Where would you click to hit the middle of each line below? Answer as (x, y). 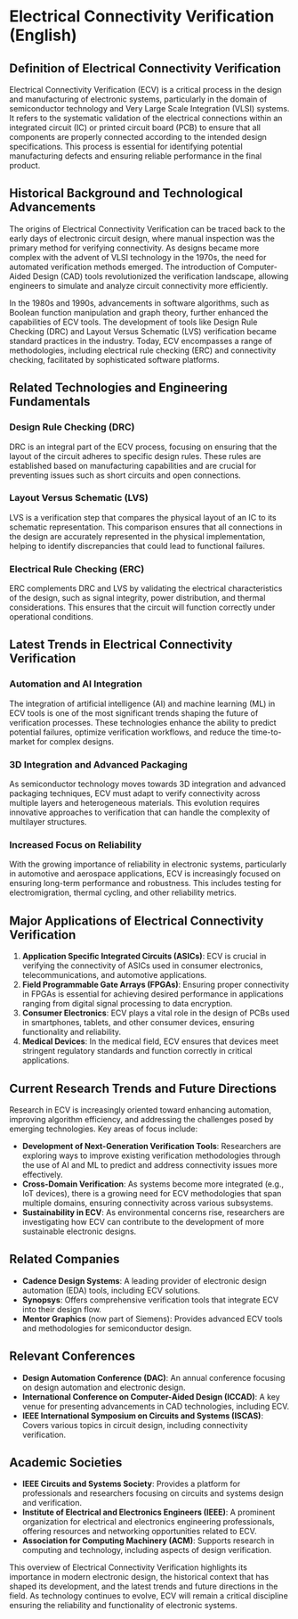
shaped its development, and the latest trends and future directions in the (144, 1586)
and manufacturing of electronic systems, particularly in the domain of (138, 99)
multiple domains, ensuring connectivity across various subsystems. (148, 1203)
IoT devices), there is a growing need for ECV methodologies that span (152, 1193)
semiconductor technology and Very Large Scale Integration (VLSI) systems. (149, 108)
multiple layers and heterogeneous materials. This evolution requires (135, 803)
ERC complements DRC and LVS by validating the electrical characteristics (146, 588)
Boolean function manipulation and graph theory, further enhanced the (139, 312)
